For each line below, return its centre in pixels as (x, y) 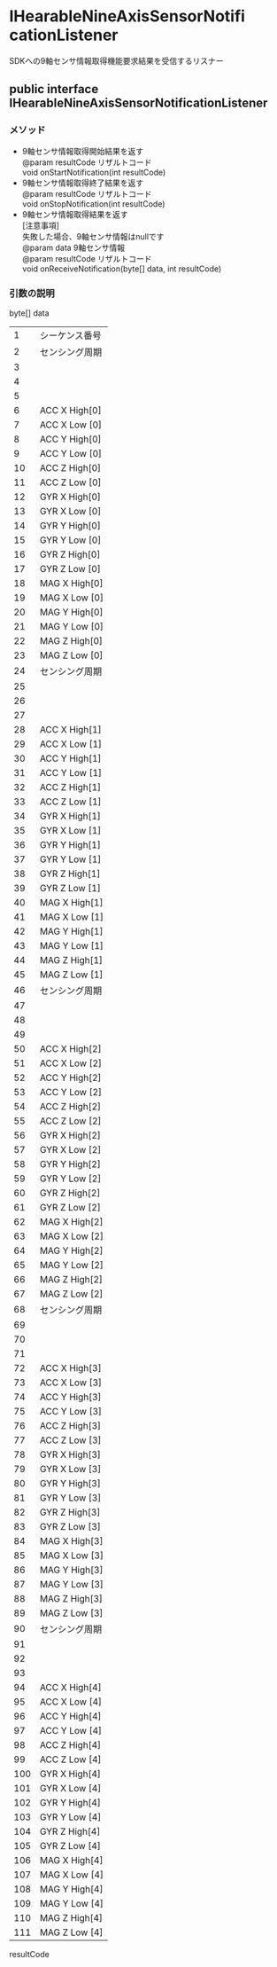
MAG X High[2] (71, 1221)
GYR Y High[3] (70, 1483)
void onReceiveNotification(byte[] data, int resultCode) (122, 269)
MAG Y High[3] (71, 1570)
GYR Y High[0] (70, 525)
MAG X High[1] (71, 902)
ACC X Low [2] (71, 1063)
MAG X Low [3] (72, 1556)
